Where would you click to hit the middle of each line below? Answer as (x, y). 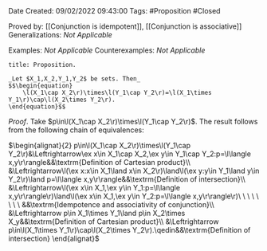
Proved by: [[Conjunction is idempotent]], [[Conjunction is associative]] (125, 26)
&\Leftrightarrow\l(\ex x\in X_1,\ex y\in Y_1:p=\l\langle (94, 188)
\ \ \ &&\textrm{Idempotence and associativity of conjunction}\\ (112, 204)
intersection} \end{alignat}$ (54, 238)
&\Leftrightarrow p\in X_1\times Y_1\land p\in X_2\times (97, 213)
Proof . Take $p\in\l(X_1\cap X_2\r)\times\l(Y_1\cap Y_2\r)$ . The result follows (133, 122)
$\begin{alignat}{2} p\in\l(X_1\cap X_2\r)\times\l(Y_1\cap (100, 145)
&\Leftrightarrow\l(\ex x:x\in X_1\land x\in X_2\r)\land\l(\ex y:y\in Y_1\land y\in (134, 171)
